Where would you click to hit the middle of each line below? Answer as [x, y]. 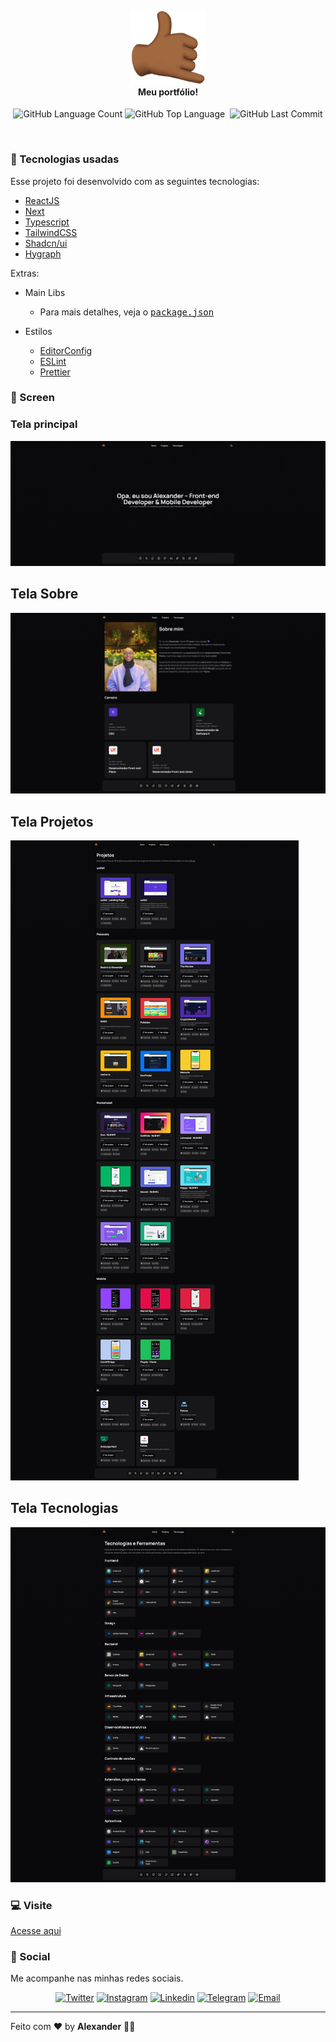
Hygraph [43, 253]
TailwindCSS [51, 232]
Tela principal [44, 424]
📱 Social [30, 1956]
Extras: [25, 273]
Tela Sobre [44, 594]
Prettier [55, 372]
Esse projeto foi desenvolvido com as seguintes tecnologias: [135, 181]
